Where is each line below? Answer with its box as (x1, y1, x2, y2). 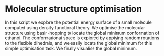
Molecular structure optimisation (5, 3, 142, 15)
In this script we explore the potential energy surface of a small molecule (5, 19, 152, 25)
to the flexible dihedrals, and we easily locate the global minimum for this (5, 40, 152, 46)
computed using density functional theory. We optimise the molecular (5, 24, 145, 30)
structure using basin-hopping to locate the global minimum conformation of (5, 30, 160, 36)
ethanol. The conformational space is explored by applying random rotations (5, 35, 160, 41)
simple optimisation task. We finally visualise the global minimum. (5, 45, 137, 51)
